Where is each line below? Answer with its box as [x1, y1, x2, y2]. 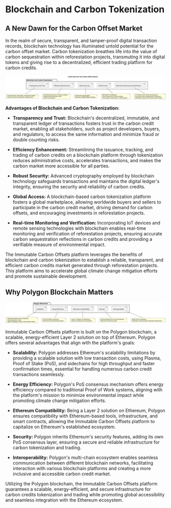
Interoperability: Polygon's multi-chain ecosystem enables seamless [12, 454, 158, 460]
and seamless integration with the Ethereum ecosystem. [5, 497, 124, 503]
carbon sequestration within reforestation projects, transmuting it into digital [5, 54, 165, 60]
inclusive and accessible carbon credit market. [12, 471, 111, 477]
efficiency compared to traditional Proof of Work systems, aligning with [12, 386, 162, 392]
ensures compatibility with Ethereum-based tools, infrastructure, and [12, 413, 158, 419]
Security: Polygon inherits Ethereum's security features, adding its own [12, 433, 164, 439]
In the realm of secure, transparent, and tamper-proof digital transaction [5, 37, 157, 43]
